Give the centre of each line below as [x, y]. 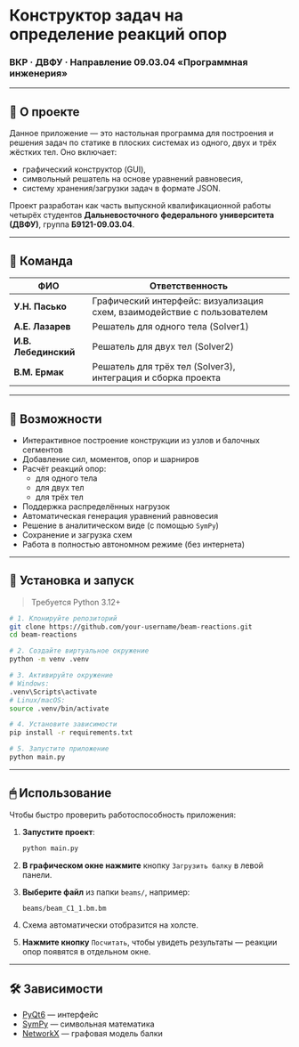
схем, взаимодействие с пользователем [180, 312]
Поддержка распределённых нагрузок [96, 506]
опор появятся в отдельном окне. [86, 951]
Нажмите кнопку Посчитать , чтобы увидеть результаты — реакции [149, 942]
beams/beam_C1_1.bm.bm [64, 908]
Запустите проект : [58, 832]
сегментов [43, 450]
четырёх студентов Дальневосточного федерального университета [141, 215]
